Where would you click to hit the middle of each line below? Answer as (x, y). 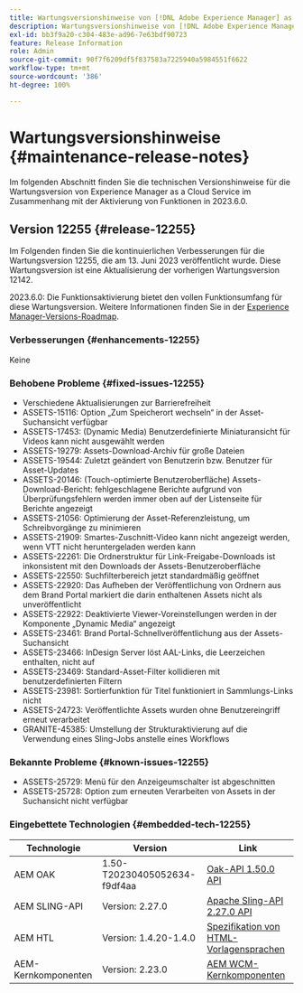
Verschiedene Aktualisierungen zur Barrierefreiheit (117, 402)
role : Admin (32, 52)
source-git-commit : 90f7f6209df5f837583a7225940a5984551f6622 (129, 60)
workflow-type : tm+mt (50, 69)
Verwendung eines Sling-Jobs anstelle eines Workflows (126, 738)
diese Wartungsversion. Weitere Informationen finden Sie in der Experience (149, 307)
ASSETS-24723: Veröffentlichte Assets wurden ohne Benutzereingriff (151, 709)
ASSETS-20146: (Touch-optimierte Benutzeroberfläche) (126, 479)
